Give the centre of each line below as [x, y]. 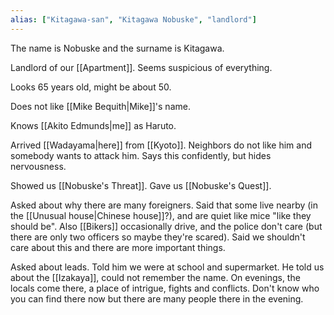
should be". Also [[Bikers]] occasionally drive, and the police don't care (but [166, 226]
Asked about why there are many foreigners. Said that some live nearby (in [164, 205]
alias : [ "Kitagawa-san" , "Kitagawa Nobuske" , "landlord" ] [133, 19]
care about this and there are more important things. [118, 247]
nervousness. [38, 166]
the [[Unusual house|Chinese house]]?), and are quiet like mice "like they [161, 215]
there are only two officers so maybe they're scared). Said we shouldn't [158, 237]
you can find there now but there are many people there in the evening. [157, 298]
